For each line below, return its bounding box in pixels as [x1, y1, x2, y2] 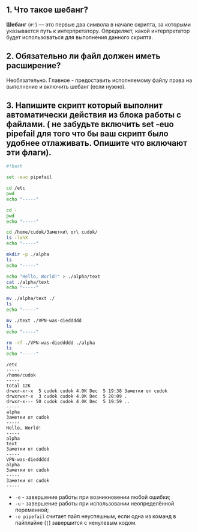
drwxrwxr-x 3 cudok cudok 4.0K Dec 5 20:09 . [6, 393, 128, 399]
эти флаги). [6, 148, 52, 158]
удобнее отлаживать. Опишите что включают [6, 138, 188, 148]
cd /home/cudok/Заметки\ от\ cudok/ [6, 229, 98, 236]
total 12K [6, 383, 31, 389]
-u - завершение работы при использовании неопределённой [14, 500, 175, 507]
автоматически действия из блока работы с [6, 110, 181, 120]
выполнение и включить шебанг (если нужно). [6, 83, 126, 90]
